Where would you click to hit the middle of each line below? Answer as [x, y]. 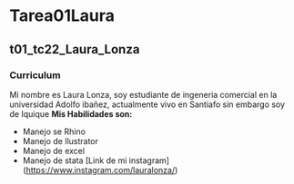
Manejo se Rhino [54, 131]
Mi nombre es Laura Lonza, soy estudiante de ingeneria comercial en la [143, 94]
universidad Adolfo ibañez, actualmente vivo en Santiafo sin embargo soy [147, 104]
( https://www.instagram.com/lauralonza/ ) [100, 169]
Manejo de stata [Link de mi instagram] [96, 160]
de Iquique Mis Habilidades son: [71, 113]
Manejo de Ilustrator [60, 140]
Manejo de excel [53, 150]
